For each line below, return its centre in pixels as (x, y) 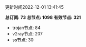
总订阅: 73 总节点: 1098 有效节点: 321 (43, 17)
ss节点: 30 (23, 40)
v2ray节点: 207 (27, 34)
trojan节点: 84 (26, 28)
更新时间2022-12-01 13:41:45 (34, 7)
